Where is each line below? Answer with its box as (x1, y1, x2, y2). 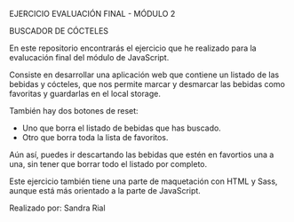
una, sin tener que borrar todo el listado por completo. (9, 159, 208, 169)
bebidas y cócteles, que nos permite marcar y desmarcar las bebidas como (9, 79, 286, 89)
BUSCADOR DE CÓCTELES (9, 26, 109, 36)
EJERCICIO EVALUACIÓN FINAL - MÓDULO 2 (9, 9, 176, 19)
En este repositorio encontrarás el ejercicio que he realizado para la (9, 43, 257, 53)
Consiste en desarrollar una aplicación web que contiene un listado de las (9, 69, 280, 80)
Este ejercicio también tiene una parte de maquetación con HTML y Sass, (9, 176, 278, 186)
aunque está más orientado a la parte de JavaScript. (9, 186, 202, 195)
